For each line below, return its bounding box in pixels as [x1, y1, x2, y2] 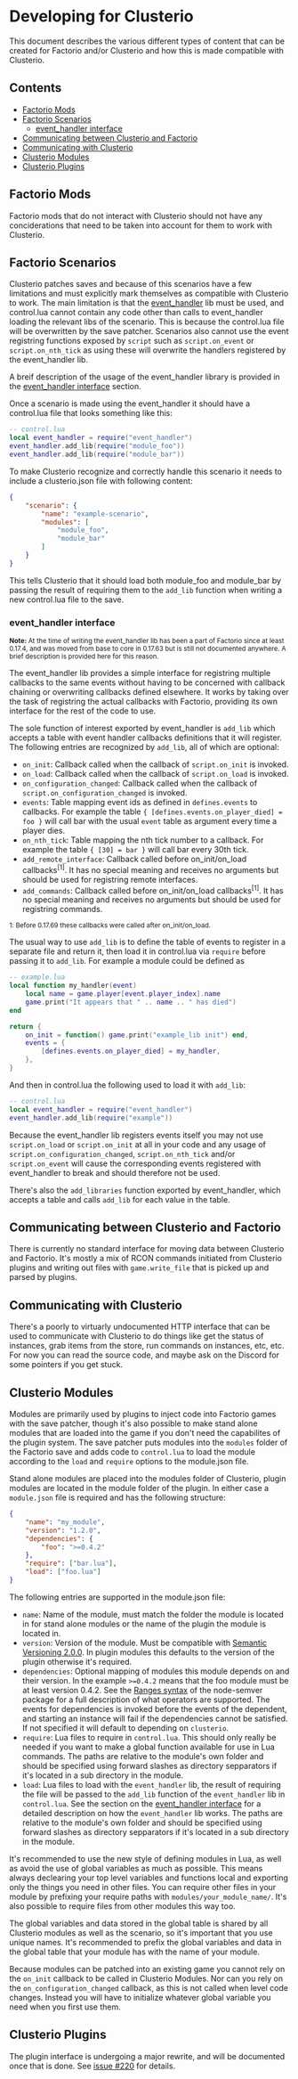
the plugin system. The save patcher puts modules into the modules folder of [9, 1437, 288, 1448]
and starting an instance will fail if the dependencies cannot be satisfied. [21, 1713, 288, 1724]
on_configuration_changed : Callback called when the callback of [21, 778, 258, 789]
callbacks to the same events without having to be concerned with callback [9, 677, 286, 688]
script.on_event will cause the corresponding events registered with [9, 1158, 262, 1169]
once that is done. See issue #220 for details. [9, 2060, 176, 2071]
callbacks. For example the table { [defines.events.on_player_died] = [21, 806, 283, 817]
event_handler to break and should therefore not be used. [9, 1167, 221, 1178]
